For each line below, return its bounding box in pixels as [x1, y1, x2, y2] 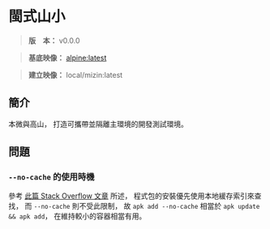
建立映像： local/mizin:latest [28, 70, 123, 79]
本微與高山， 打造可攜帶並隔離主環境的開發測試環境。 [8, 119, 188, 129]
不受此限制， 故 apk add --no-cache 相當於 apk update [79, 201, 260, 211]
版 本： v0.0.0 [28, 36, 80, 45]
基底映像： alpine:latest [28, 53, 107, 62]
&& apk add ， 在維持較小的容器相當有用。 [8, 211, 147, 221]
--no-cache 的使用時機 [8, 172, 95, 183]
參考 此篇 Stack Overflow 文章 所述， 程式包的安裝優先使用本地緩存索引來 [8, 191, 255, 201]
